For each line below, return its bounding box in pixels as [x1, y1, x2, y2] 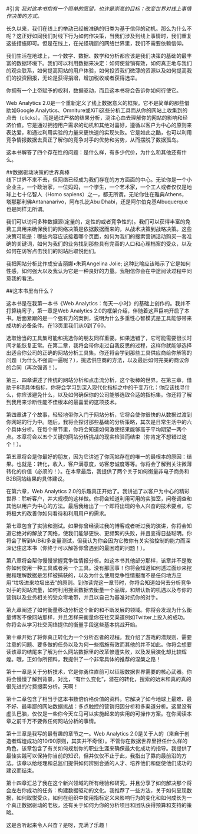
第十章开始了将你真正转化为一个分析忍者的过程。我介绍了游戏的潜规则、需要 [6, 634, 192, 641]
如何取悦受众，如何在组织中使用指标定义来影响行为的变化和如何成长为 [16, 795, 187, 801]
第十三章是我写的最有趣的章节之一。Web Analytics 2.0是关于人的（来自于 [6, 730, 184, 737]
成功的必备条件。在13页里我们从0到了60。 [6, 322, 109, 329]
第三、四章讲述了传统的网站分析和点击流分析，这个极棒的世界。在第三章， [6, 377, 187, 383]
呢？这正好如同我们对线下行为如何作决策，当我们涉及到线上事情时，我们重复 [6, 32, 192, 39]
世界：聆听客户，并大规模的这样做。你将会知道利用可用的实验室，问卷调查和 [6, 495, 192, 502]
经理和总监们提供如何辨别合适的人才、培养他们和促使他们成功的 [37, 760, 192, 766]
